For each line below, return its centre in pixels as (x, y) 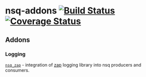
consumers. (17, 70)
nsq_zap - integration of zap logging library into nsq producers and (73, 64)
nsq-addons (31, 11)
